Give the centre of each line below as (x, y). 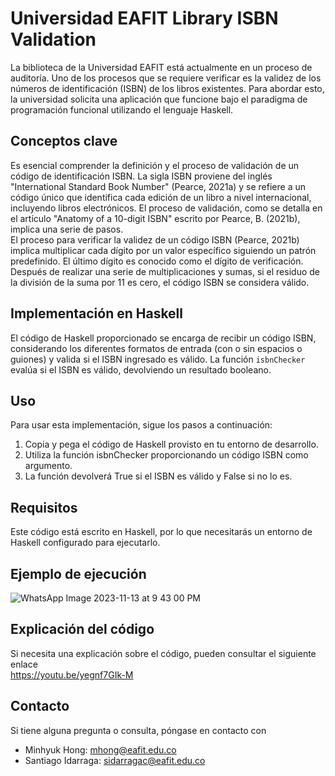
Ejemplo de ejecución (78, 573)
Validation (53, 39)
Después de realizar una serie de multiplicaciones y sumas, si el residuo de (165, 271)
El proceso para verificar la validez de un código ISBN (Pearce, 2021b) (155, 239)
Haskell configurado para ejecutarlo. (85, 543)
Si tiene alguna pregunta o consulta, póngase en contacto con (138, 730)
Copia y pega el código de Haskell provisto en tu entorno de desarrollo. (171, 444)
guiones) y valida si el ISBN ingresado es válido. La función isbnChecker (158, 359)
